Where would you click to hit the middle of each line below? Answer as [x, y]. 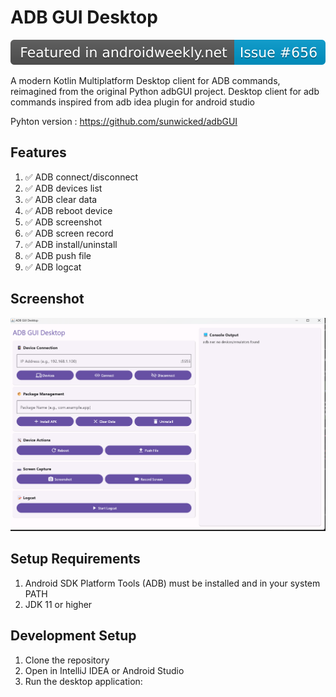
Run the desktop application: [83, 681]
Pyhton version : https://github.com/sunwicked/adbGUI [124, 121]
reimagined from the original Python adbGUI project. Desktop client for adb [165, 91]
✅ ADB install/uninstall [71, 244]
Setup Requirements [75, 559]
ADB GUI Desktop [84, 17]
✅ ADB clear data [61, 199]
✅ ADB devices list [63, 188]
